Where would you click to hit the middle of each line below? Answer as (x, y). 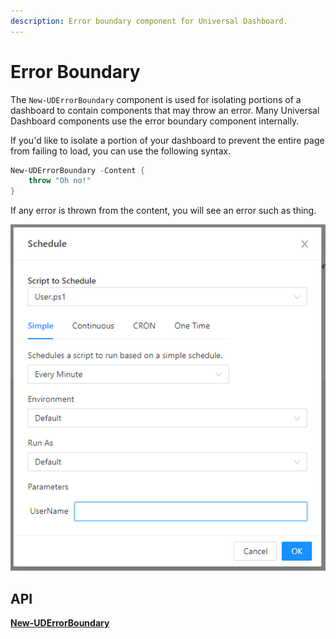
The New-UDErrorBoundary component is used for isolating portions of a (156, 99)
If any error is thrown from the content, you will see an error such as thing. (163, 211)
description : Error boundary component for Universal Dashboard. (149, 21)
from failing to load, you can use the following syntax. (121, 151)
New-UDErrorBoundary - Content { (77, 170)
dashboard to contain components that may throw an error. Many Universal (165, 110)
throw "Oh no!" (60, 181)
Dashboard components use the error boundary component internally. (155, 121)
